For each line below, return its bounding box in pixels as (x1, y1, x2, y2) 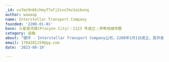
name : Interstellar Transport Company (5, 17, 87, 22)
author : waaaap (5, 12, 37, 17)
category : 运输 (5, 31, 36, 36)
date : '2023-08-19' (5, 45, 46, 50)
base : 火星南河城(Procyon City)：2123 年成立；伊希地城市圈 (5, 26, 122, 31)
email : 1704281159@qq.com (5, 40, 60, 45)
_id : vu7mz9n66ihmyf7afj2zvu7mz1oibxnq (5, 7, 89, 13)
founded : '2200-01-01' (5, 21, 53, 27)
